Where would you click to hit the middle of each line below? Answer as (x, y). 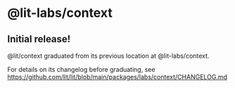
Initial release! (39, 39)
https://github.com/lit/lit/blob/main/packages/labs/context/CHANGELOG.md (117, 77)
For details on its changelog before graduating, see (81, 69)
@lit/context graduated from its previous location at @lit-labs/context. (108, 56)
